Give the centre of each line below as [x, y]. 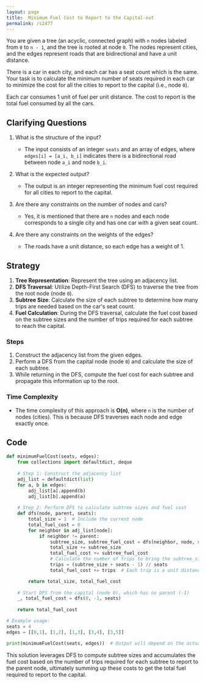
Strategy [23, 266]
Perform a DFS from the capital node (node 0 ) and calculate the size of [104, 362]
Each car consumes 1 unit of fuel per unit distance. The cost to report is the [101, 97]
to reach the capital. [40, 326]
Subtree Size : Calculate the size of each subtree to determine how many [106, 300]
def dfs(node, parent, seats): [57, 514]
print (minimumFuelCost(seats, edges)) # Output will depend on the [95, 643]
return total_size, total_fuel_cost [75, 581]
